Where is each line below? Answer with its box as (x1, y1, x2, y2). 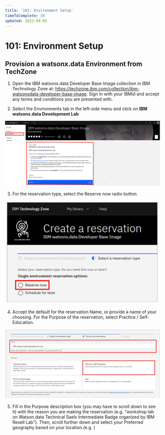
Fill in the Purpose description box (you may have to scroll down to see (12, 403, 156, 409)
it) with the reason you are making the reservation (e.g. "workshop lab (12, 409, 154, 415)
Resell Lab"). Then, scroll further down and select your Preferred (12, 419, 143, 425)
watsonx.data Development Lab (12, 111, 79, 117)
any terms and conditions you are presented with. (12, 96, 113, 102)
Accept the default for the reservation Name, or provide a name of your (12, 309, 157, 315)
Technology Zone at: (12, 86, 55, 92)
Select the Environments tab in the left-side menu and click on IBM (12, 106, 147, 112)
